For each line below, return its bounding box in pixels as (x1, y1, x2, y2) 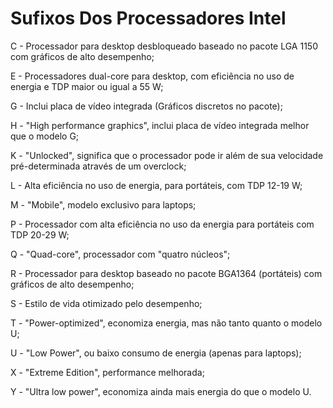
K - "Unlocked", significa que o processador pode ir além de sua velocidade (10, 149, 324, 161)
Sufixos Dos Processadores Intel (10, 7, 287, 30)
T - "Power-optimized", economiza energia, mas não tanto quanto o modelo (10, 317, 323, 329)
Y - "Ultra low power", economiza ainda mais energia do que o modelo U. (10, 385, 312, 397)
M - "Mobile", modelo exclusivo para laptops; (10, 198, 197, 211)
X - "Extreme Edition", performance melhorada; (10, 366, 205, 378)
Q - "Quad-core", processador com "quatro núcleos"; (10, 248, 231, 260)
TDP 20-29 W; (10, 228, 70, 241)
